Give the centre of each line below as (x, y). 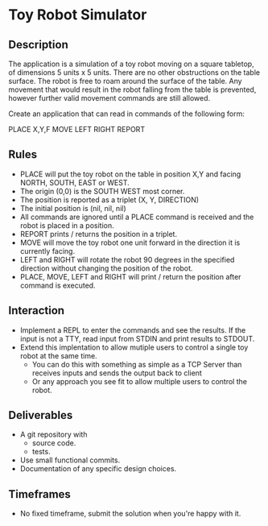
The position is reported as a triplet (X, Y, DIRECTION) (109, 200)
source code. (54, 443)
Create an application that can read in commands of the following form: (127, 114)
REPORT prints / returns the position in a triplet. (99, 234)
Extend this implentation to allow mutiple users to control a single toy (134, 347)
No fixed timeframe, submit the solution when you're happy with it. (130, 514)
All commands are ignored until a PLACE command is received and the (137, 217)
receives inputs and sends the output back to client (117, 373)
